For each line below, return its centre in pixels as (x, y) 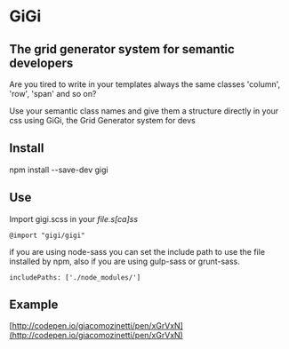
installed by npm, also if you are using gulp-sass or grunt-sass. (124, 261)
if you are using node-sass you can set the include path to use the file (137, 251)
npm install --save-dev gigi (59, 170)
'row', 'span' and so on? (53, 94)
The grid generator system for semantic (122, 49)
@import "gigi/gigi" (48, 235)
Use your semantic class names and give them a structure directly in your (144, 111)
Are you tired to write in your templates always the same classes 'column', (145, 84)
